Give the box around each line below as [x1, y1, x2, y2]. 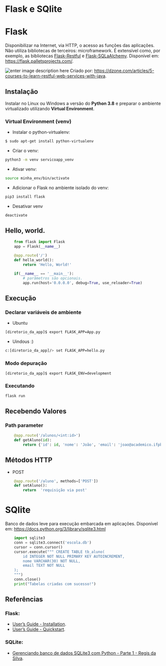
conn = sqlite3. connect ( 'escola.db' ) [14, 540, 92, 545]
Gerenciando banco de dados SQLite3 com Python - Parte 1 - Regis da [12, 650, 157, 656]
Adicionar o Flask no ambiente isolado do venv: [12, 184, 109, 191]
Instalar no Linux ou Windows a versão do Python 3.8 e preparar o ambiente [5, 100, 161, 106]
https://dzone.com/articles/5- [94, 68, 155, 74]
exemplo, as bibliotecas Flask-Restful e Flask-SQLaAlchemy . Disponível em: [5, 53, 160, 59]
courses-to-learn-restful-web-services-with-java [5, 73, 105, 79]
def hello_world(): [14, 258, 54, 263]
